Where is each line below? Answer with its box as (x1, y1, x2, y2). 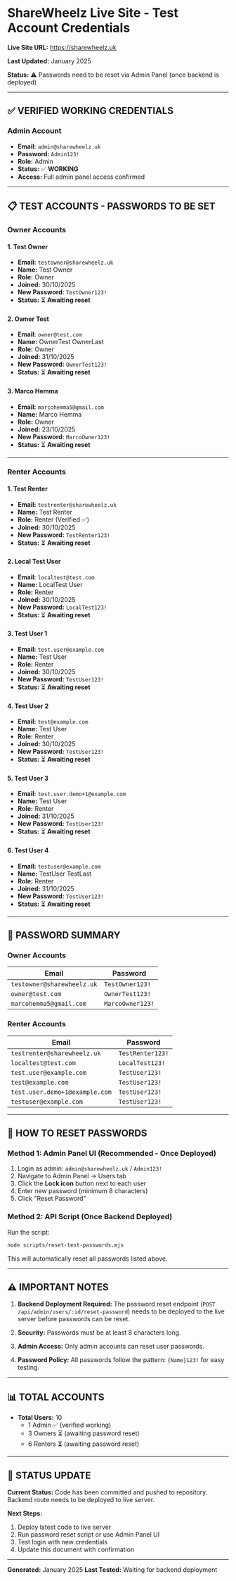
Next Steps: (7, 1508, 43, 1518)
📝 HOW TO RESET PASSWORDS (7, 1128, 147, 1140)
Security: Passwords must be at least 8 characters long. (17, 1328, 181, 1337)
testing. (17, 1363, 40, 1372)
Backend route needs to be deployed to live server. (7, 1495, 155, 1504)
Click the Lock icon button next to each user (17, 1179, 147, 1188)
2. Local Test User (7, 558, 61, 566)
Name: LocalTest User (17, 580, 83, 588)
